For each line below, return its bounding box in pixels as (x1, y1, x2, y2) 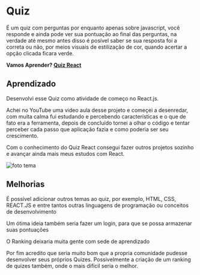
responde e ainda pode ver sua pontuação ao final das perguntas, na (6, 30, 177, 37)
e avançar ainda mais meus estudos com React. (6, 150, 125, 157)
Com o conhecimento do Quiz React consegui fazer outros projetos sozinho (6, 143, 194, 151)
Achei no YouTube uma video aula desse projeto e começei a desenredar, (6, 107, 189, 114)
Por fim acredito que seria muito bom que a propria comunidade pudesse (6, 249, 188, 256)
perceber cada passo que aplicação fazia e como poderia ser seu (6, 125, 169, 133)
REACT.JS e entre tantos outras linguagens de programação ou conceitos (6, 202, 189, 209)
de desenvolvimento (6, 208, 57, 215)
